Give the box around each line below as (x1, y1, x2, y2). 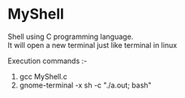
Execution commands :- (7, 56, 88, 66)
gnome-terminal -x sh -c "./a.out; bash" (19, 80, 152, 90)
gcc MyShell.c (19, 71, 68, 81)
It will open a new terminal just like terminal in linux (7, 40, 178, 49)
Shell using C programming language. (7, 32, 134, 41)
